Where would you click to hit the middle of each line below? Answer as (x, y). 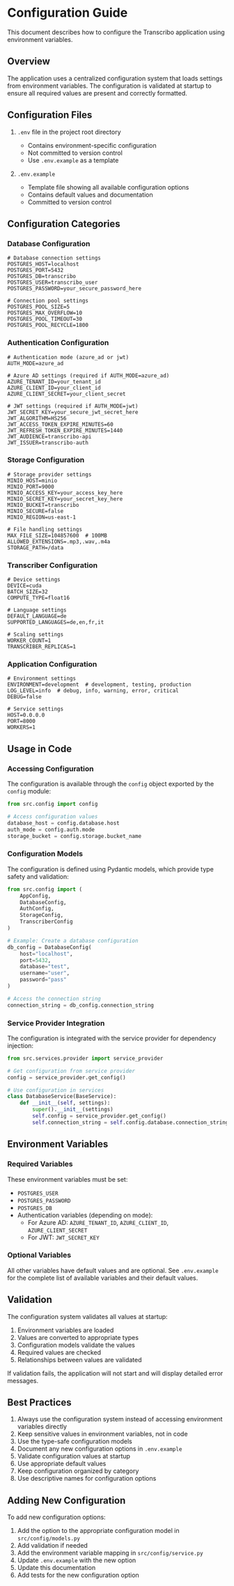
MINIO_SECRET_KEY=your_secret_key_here (65, 499)
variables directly (42, 1426)
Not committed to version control (75, 153)
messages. (23, 1380)
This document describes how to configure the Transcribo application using (116, 32)
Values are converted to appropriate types (78, 1337)
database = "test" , (45, 967)
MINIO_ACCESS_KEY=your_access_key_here (65, 493)
